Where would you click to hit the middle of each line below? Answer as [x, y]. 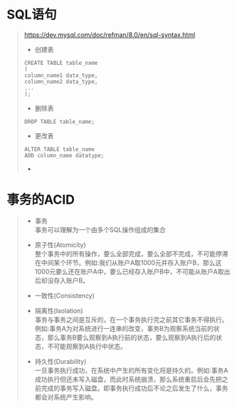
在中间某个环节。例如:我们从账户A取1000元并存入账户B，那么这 [128, 262]
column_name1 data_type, [61, 75]
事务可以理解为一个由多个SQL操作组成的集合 [100, 229]
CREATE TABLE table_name [61, 63]
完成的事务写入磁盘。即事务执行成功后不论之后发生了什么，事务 [135, 388]
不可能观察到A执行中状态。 [87, 346]
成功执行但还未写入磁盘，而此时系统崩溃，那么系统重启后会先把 [128, 379]
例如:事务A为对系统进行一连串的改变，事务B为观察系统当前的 [124, 328]
